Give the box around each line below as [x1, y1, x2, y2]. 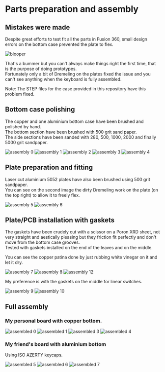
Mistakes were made [5, 23, 70, 32]
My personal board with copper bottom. [5, 317, 102, 324]
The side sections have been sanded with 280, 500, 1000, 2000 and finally [5, 134, 156, 140]
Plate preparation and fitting [5, 163, 93, 172]
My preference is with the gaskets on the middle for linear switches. [5, 279, 142, 285]
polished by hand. [5, 123, 42, 129]
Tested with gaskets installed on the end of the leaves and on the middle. [5, 245, 153, 251]
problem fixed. [5, 91, 34, 97]
